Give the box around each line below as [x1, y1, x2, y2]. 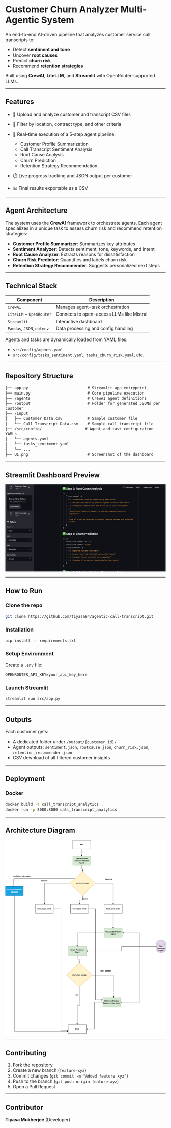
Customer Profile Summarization [20, 141, 89, 147]
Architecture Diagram [5, 826, 75, 834]
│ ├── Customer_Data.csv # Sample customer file [5, 416, 138, 422]
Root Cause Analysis [20, 151, 64, 158]
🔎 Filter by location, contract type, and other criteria [12, 121, 122, 127]
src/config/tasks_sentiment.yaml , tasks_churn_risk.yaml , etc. [12, 352, 145, 358]
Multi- [120, 4, 147, 15]
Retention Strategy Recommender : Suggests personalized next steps [12, 262, 160, 268]
